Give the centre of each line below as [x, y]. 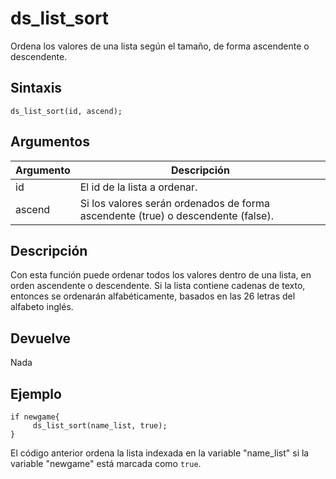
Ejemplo [36, 393]
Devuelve [41, 338]
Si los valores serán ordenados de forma [174, 203]
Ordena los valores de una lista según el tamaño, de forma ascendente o [160, 46]
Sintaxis [36, 88]
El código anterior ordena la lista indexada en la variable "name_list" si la [160, 453]
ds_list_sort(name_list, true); [100, 426]
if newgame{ [35, 417]
